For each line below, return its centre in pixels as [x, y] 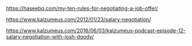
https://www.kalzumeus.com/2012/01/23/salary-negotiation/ [78, 19]
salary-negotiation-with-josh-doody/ [50, 37]
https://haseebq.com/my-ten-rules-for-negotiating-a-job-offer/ [82, 8]
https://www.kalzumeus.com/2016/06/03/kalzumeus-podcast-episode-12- [96, 30]
